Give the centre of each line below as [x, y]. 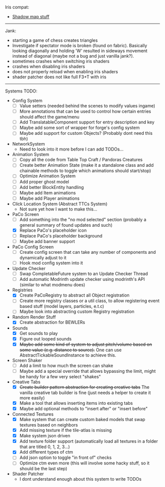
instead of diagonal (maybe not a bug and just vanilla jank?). [73, 56]
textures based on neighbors [49, 425]
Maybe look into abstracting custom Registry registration [77, 311]
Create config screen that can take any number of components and [88, 252]
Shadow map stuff [31, 16]
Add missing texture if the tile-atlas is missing [66, 430]
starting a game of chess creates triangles [55, 40]
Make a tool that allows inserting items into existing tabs [76, 403]
